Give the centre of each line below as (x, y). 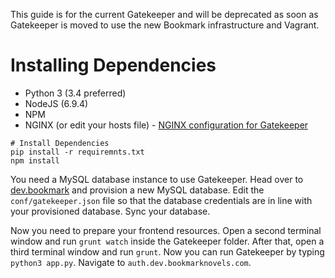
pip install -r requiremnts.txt (77, 152)
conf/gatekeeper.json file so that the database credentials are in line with (161, 200)
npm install (35, 160)
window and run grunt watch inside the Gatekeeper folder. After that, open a (167, 241)
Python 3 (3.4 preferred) (75, 93)
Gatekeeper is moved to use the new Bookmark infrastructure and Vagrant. (165, 25)
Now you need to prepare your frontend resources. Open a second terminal (166, 230)
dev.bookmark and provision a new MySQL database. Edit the (137, 190)
